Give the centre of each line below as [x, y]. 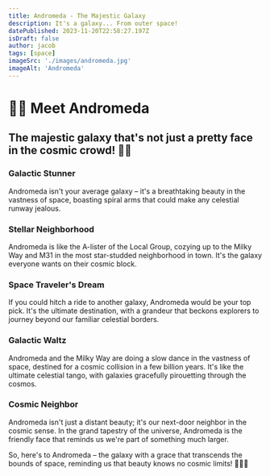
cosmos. [23, 383]
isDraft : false [34, 38]
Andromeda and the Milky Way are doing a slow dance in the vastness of [129, 358]
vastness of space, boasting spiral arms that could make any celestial [124, 199]
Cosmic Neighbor [44, 404]
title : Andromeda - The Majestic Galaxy [77, 16]
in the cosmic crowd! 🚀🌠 [70, 150]
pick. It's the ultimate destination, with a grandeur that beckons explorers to [134, 311]
